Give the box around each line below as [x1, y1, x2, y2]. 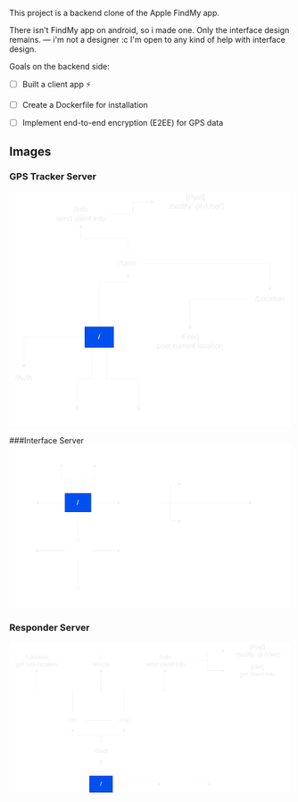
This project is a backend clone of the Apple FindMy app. [9, 8, 220, 18]
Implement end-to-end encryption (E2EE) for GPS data [21, 118, 224, 128]
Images [9, 144, 52, 159]
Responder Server [9, 622, 90, 634]
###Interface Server [9, 434, 85, 445]
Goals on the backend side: [9, 62, 110, 71]
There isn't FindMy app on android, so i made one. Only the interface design [9, 25, 290, 35]
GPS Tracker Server [9, 170, 96, 183]
